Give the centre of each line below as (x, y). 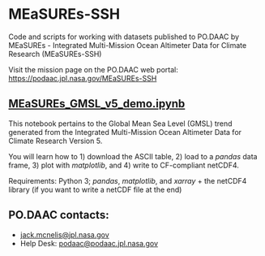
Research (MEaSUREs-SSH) (55, 54)
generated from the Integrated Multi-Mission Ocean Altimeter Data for (125, 132)
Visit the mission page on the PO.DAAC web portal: (93, 69)
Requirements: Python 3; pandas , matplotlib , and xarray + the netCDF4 (128, 180)
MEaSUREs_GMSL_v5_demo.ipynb (97, 104)
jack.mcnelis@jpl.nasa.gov (64, 234)
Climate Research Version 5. (56, 141)
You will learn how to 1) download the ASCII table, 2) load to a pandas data (133, 156)
